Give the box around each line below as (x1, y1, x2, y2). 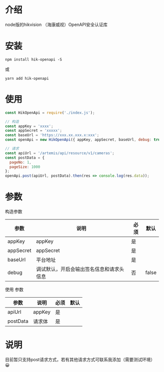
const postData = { (5, 155, 45, 160)
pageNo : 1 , (9, 160, 32, 164)
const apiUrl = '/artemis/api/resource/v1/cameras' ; (5, 150, 115, 156)
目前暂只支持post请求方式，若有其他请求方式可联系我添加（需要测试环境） (5, 357, 155, 363)
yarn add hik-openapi (5, 76, 49, 81)
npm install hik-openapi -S (5, 57, 62, 62)
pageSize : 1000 (9, 164, 41, 169)
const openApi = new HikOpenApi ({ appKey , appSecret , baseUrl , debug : (5, 138, 152, 142)
